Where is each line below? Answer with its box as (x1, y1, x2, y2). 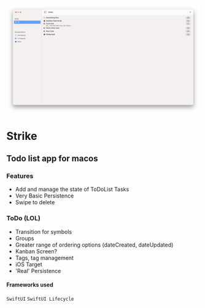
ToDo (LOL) (6, 214, 41, 223)
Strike (6, 129, 37, 143)
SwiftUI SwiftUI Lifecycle (6, 296, 74, 302)
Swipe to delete (15, 199, 55, 206)
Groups (15, 234, 34, 242)
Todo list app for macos (6, 153, 98, 164)
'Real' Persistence (15, 267, 61, 274)
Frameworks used (6, 281, 53, 288)
